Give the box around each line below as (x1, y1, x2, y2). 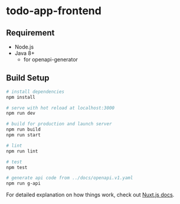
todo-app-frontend (6, 4, 102, 18)
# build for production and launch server (6, 121, 112, 127)
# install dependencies (6, 89, 65, 95)
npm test (6, 164, 28, 170)
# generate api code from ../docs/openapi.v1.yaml (6, 175, 133, 181)
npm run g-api (6, 180, 41, 187)
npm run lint (6, 148, 38, 154)
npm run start (6, 132, 41, 138)
